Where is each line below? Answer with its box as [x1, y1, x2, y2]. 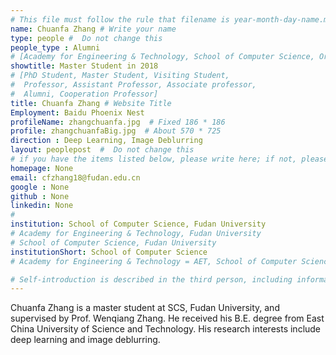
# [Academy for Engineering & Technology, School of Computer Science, [10, 52, 315, 62]
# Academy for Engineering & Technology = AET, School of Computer [10, 256, 298, 266]
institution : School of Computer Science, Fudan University [10, 219, 267, 230]
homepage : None [10, 163, 74, 173]
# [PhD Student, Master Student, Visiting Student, [10, 71, 230, 81]
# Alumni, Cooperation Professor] [10, 89, 159, 99]
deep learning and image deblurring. [10, 334, 161, 346]
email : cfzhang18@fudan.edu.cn [10, 172, 141, 183]
